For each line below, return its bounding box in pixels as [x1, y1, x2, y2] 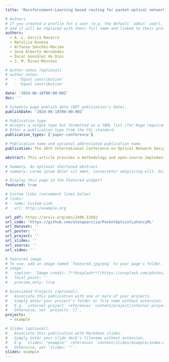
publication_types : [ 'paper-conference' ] [5, 132, 94, 137]
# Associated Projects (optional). [5, 289, 80, 294]
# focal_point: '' [5, 275, 49, 281]
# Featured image [5, 256, 42, 261]
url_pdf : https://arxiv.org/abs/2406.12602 [5, 215, 98, 220]
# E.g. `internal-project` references [5, 303, 92, 308]
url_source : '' [5, 242, 37, 248]
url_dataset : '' [5, 224, 39, 229]
